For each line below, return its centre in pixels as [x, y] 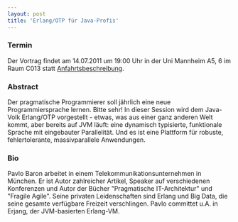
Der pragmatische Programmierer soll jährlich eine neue [89, 102]
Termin [20, 45]
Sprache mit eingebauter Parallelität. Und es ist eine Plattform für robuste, [115, 133]
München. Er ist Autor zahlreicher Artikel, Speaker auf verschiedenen [109, 181]
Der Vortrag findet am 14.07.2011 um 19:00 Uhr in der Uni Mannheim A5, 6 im [119, 60]
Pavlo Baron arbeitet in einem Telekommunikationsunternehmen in [104, 174]
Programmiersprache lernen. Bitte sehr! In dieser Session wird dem [106, 110]
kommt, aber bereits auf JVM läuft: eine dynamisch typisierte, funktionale [115, 125]
